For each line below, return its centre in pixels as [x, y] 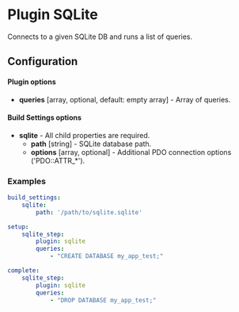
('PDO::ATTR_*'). [58, 160]
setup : [18, 227]
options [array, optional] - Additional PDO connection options [131, 152]
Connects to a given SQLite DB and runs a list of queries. [100, 37]
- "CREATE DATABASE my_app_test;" [106, 256]
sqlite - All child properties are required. [84, 135]
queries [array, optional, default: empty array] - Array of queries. [125, 99]
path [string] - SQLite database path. [91, 144]
